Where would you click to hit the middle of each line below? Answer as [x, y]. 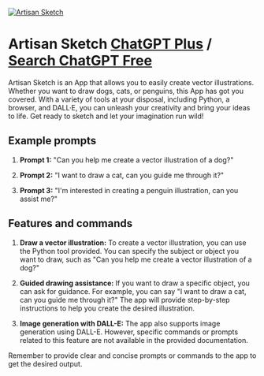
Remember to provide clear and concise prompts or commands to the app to [132, 356]
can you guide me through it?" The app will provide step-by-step [125, 300]
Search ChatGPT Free [80, 61]
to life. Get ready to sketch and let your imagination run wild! [106, 116]
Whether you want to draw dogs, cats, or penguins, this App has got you [126, 91]
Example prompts [52, 141]
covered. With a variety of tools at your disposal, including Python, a [119, 99]
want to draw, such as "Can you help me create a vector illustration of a [136, 259]
